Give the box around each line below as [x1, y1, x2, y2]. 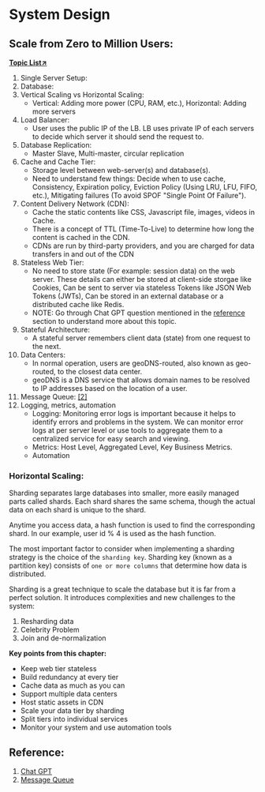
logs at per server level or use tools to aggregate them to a [32, 426, 223, 435]
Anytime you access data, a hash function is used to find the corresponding [9, 520, 256, 530]
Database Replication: [20, 141, 92, 149]
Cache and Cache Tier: [20, 157, 96, 167]
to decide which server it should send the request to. [32, 132, 204, 141]
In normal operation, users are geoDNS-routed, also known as [32, 358, 234, 368]
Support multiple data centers [20, 689, 118, 699]
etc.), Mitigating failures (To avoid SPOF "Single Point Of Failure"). [32, 191, 247, 200]
